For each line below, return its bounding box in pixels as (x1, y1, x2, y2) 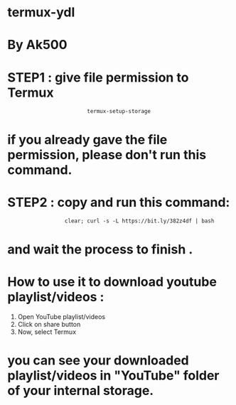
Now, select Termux (17, 328, 77, 336)
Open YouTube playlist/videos (17, 312, 105, 320)
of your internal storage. (7, 382, 154, 399)
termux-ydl (7, 4, 75, 21)
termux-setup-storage (86, 108, 151, 115)
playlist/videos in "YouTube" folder (7, 367, 220, 384)
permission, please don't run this (7, 146, 207, 163)
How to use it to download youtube (7, 274, 217, 290)
